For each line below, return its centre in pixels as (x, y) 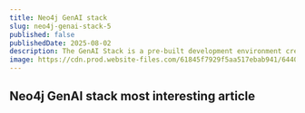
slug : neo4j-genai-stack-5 (60, 26)
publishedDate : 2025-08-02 (60, 43)
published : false (42, 34)
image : (22, 60)
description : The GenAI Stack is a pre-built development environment (146, 52)
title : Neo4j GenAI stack (58, 18)
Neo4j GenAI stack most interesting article (133, 96)
